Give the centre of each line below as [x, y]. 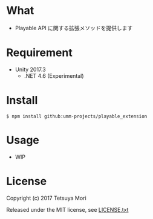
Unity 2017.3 [31, 69]
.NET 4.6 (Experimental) [54, 75]
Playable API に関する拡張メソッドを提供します [74, 28]
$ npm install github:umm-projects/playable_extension [77, 116]
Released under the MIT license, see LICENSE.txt [67, 209]
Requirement [39, 53]
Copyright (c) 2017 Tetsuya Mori [46, 198]
